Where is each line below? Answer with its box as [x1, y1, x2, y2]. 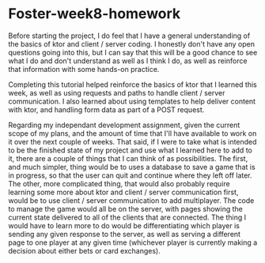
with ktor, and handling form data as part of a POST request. [8, 104, 205, 115]
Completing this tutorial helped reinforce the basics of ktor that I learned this [8, 80, 257, 89]
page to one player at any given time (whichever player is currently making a [8, 238, 258, 247]
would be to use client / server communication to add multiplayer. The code [8, 195, 255, 205]
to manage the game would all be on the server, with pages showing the [8, 204, 244, 213]
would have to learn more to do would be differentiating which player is [8, 220, 240, 230]
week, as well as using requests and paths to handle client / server [8, 88, 225, 97]
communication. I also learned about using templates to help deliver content [8, 96, 256, 106]
